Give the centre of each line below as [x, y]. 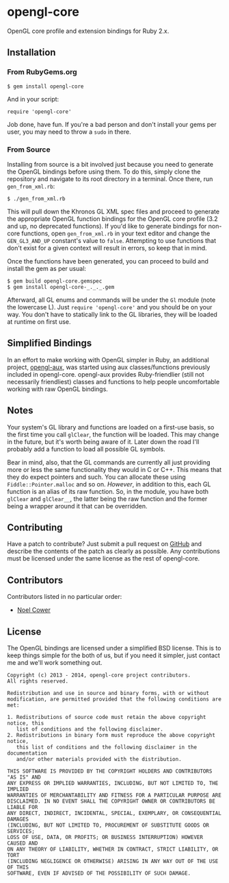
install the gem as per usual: [47, 268]
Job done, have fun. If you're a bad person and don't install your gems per [112, 124]
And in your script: [33, 99]
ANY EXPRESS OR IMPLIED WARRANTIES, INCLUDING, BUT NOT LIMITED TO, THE [113, 783]
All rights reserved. [38, 681]
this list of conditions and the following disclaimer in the [106, 747]
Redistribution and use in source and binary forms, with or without [108, 693]
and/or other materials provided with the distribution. [99, 759]
